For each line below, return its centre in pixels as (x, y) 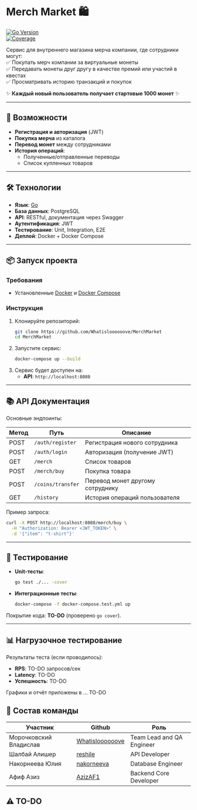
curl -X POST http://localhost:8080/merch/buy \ (67, 523)
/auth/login (51, 452)
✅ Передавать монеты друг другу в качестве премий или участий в (91, 69)
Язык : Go (26, 205)
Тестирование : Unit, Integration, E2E (60, 229)
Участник (40, 727)
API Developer (150, 754)
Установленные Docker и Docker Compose (67, 293)
